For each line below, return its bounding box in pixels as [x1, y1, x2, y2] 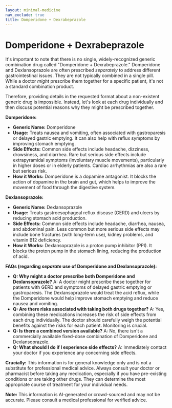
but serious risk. [12, 168, 47, 174]
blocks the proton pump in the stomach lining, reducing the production [12, 248, 162, 254]
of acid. [12, 253, 29, 259]
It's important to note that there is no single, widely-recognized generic [5, 56, 156, 62]
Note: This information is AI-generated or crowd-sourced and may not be [5, 392, 160, 398]
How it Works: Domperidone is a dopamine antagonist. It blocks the [12, 173, 156, 180]
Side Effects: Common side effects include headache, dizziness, [12, 146, 150, 152]
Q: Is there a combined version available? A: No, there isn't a [12, 328, 143, 334]
